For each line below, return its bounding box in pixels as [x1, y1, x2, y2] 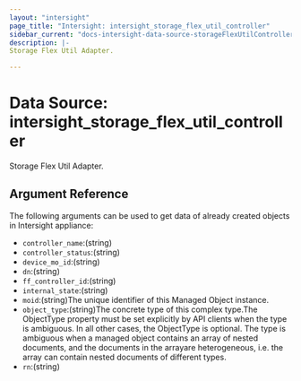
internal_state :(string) [21, 284, 108, 296]
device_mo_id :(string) [21, 256, 100, 267]
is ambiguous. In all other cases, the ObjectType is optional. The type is [21, 323, 287, 333]
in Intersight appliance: [9, 220, 94, 230]
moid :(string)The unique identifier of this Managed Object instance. [21, 294, 270, 305]
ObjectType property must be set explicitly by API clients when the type [21, 313, 288, 324]
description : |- [9, 38, 70, 48]
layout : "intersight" [9, 13, 90, 22]
